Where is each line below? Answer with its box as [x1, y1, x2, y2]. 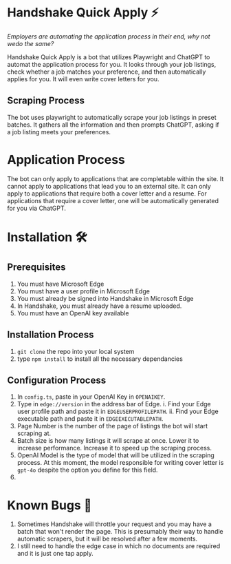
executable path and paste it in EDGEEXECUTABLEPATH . [16, 415, 164, 423]
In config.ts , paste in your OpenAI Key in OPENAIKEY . [16, 393, 166, 401]
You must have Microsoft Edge [16, 280, 104, 288]
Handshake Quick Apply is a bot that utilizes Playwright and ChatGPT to [7, 52, 210, 61]
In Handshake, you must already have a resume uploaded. [16, 302, 182, 310]
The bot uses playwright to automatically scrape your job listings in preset [7, 113, 217, 121]
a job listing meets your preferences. [7, 127, 111, 136]
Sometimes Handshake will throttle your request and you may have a [16, 520, 212, 528]
